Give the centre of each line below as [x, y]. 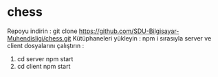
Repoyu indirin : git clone [42, 31]
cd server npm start [45, 58]
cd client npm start [44, 66]
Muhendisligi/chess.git [39, 38]
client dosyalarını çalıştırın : [46, 45]
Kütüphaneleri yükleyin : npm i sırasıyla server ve [142, 38]
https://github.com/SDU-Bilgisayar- [129, 31]
